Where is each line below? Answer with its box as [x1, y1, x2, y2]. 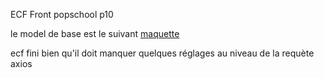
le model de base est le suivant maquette [10, 28, 180, 39]
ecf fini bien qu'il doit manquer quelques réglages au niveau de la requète [10, 47, 315, 59]
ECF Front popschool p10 [10, 9, 114, 20]
